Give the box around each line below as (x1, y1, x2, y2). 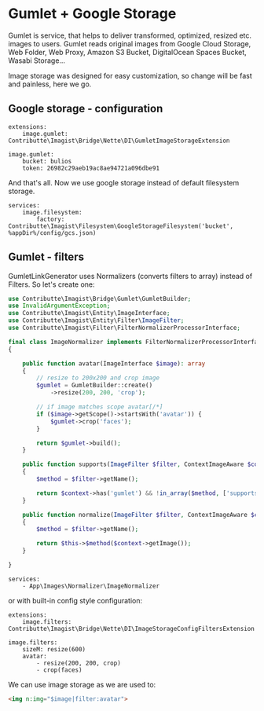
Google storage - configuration (8, 102, 163, 115)
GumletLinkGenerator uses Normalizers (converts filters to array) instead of (8, 271, 253, 280)
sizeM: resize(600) (22, 645, 86, 653)
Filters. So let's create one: (8, 280, 96, 289)
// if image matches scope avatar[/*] (36, 403, 163, 411)
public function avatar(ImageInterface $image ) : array (22, 359, 206, 368)
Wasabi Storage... (8, 56, 65, 65)
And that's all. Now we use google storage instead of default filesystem (8, 178, 240, 187)
